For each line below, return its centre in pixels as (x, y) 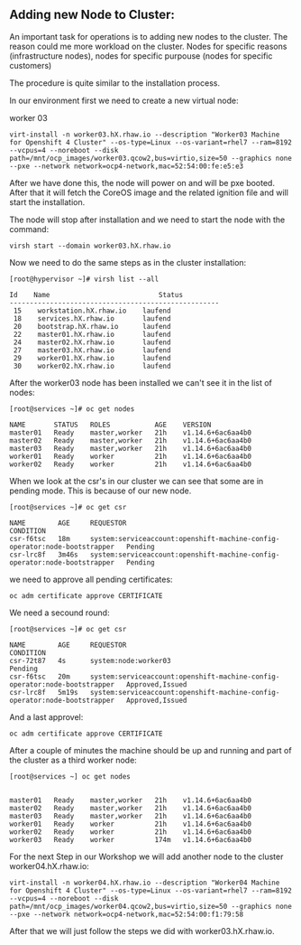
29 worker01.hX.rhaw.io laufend (92, 358)
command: (29, 229)
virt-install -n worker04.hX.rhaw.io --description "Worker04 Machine (145, 883)
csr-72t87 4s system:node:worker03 (90, 660)
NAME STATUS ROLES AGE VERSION (110, 425)
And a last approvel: (46, 716)
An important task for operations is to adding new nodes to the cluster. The (149, 36)
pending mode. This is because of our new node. (100, 491)
